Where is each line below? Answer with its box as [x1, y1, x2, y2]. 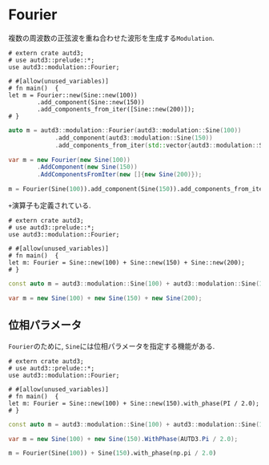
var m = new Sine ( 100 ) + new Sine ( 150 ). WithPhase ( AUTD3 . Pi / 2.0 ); [8, 435, 239, 443]
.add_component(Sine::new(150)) [37, 98, 146, 106]
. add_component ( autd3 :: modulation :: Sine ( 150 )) [54, 134, 214, 142]
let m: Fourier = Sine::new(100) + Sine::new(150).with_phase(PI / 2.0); [8, 399, 260, 407]
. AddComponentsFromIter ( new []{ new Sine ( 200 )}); [37, 171, 203, 179]
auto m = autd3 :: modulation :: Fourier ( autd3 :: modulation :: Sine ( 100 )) [8, 126, 242, 134]
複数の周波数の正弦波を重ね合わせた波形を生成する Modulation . [8, 33, 215, 42]
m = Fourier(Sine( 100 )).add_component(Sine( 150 [8, 185, 171, 193]
